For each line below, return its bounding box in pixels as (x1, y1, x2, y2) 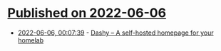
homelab (17, 35, 44, 44)
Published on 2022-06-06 (7, 5, 166, 21)
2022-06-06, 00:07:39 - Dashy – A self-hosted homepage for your (17, 28, 214, 37)
